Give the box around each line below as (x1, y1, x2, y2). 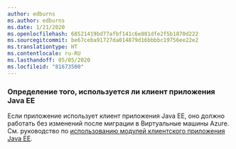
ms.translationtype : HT (7, 43, 78, 50)
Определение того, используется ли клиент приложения (7, 87, 215, 96)
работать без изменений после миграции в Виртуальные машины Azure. (7, 118, 230, 128)
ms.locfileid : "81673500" (7, 63, 84, 70)
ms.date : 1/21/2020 (7, 23, 65, 31)
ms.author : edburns (7, 17, 65, 24)
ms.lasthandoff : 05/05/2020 (7, 57, 91, 64)
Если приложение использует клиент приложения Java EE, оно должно (7, 111, 225, 120)
